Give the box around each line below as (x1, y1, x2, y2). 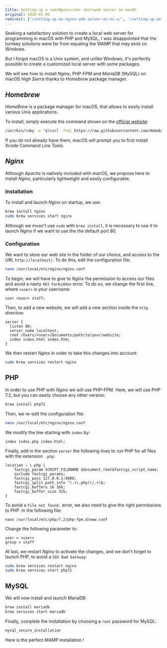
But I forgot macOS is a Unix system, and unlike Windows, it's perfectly (5, 56, 151, 62)
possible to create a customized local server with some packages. (5, 61, 141, 67)
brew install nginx (5, 209, 46, 214)
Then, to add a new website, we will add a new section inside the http (5, 305, 149, 311)
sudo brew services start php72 (5, 568, 72, 573)
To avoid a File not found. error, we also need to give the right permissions (5, 502, 162, 508)
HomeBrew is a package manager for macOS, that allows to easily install (5, 104, 154, 110)
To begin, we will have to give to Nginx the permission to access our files (5, 276, 155, 282)
